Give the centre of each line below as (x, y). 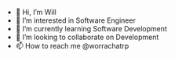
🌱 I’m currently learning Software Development (91, 29)
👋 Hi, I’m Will (36, 12)
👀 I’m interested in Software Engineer (75, 20)
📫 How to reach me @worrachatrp (72, 46)
